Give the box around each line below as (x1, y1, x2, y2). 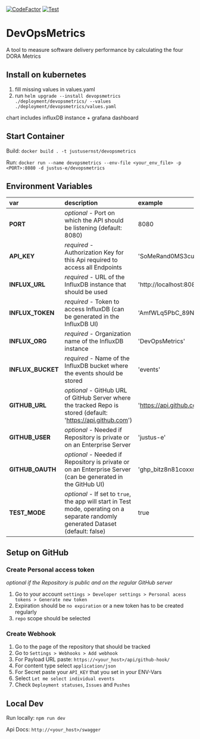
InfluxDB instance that (64, 280, 127, 289)
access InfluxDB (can (64, 305, 124, 313)
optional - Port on (64, 209, 115, 217)
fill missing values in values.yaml (14, 85, 95, 92)
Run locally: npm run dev (6, 715, 65, 722)
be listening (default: (64, 224, 122, 232)
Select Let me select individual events (14, 675, 115, 682)
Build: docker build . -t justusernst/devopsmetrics (6, 147, 136, 154)
